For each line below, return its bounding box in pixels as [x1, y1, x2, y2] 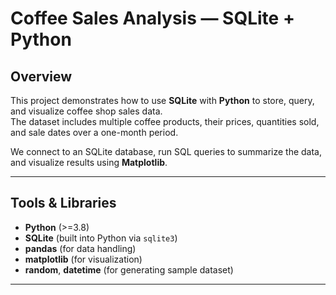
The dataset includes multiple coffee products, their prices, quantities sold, [10, 116, 320, 127]
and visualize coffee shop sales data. [10, 105, 163, 117]
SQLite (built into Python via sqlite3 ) [24, 232, 178, 244]
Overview [10, 68, 73, 85]
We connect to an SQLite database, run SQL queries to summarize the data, [10, 146, 323, 157]
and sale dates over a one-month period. [10, 127, 179, 138]
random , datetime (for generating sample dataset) [24, 263, 234, 276]
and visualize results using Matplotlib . [10, 157, 168, 168]
